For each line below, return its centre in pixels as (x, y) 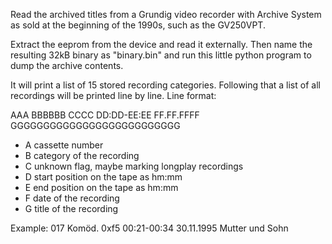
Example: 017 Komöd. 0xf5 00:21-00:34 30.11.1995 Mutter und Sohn (149, 228)
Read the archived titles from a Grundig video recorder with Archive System (166, 14)
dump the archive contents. (67, 65)
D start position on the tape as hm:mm (103, 177)
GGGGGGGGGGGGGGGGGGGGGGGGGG (95, 125)
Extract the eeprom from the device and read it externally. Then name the (161, 44)
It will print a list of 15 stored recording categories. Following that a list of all (165, 85)
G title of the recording (71, 208)
